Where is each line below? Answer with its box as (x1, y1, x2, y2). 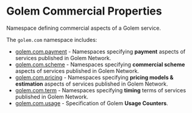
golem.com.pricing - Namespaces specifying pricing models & (15, 74, 174, 81)
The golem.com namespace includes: (6, 36, 98, 43)
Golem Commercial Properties (6, 4, 163, 18)
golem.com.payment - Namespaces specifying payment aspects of (15, 47, 186, 55)
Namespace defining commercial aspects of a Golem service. (6, 24, 162, 32)
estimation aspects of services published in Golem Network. (15, 80, 169, 87)
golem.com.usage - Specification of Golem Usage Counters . (15, 99, 169, 107)
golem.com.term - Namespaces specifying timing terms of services (15, 86, 187, 94)
